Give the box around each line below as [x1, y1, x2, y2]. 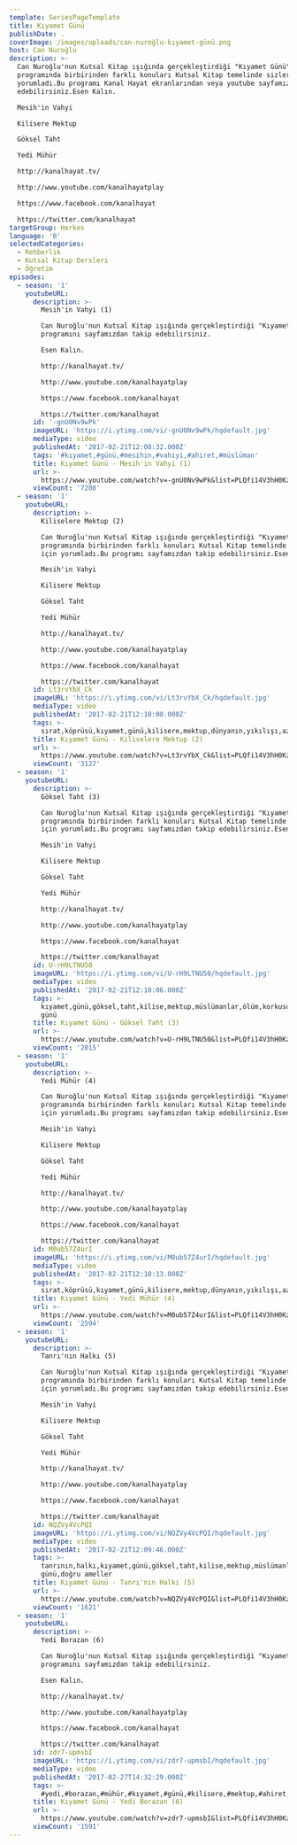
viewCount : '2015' [32, 1043, 101, 1052]
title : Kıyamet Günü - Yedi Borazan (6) [32, 1797, 184, 1807]
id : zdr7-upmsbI [32, 1748, 93, 1757]
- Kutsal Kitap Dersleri [17, 256, 109, 266]
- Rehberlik [17, 248, 62, 257]
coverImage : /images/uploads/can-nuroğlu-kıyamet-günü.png [9, 37, 232, 47]
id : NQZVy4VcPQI [32, 1520, 93, 1529]
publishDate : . [9, 29, 65, 38]
